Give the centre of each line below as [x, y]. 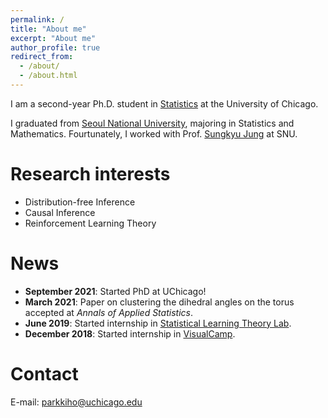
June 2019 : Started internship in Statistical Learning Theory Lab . [158, 323]
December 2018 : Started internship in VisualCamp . [130, 333]
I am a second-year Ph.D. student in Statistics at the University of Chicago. [164, 103]
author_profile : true [55, 47]
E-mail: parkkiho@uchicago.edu [76, 402]
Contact [44, 373]
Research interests [90, 174]
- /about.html [48, 76]
